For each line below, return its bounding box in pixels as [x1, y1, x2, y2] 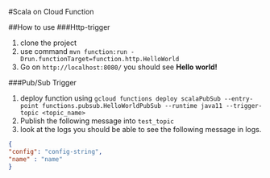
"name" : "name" [8, 155, 63, 164]
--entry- [224, 95, 254, 103]
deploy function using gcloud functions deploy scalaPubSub [19, 93, 222, 103]
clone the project [19, 38, 77, 48]
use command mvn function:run [19, 47, 127, 56]
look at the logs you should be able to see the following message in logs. [19, 125, 262, 134]
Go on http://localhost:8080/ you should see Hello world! [19, 62, 218, 72]
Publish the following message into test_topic [19, 116, 175, 126]
